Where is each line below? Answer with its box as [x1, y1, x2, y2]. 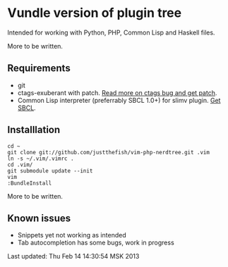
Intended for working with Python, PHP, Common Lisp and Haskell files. [7, 28, 215, 37]
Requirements [7, 62, 71, 75]
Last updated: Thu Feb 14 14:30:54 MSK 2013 [7, 252, 140, 261]
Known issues [7, 212, 71, 224]
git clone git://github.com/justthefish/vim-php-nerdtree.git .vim [7, 149, 210, 156]
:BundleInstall [7, 180, 52, 187]
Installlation [7, 124, 61, 136]
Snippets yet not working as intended [17, 231, 126, 240]
